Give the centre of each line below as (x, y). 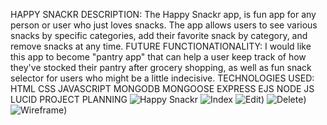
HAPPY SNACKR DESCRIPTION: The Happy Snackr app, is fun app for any (163, 14)
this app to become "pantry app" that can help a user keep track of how (158, 57)
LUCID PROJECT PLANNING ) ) (158, 99)
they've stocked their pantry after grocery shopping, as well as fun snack (161, 67)
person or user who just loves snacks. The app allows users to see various (164, 25)
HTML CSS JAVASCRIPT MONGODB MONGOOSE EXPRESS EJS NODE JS (162, 88)
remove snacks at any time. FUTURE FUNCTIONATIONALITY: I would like (161, 46)
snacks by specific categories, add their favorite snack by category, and (159, 35)
